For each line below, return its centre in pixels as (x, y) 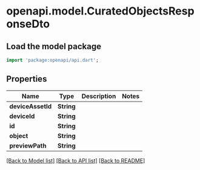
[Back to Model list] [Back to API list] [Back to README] (76, 160)
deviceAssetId (31, 106)
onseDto (28, 24)
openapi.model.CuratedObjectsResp (101, 11)
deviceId (22, 116)
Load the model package (54, 46)
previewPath (28, 145)
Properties (27, 79)
